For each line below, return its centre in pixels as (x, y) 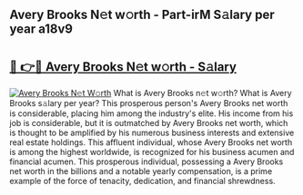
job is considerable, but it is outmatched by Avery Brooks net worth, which (149, 123)
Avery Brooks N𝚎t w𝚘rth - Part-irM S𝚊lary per (142, 15)
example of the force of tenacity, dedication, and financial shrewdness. (142, 181)
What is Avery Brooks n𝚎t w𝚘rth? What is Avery (203, 93)
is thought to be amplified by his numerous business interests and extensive (152, 132)
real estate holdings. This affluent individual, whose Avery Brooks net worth (151, 142)
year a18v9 (41, 29)
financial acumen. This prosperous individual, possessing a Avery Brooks (146, 161)
